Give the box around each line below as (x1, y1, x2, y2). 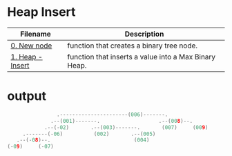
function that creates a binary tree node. (67, 41, 198, 50)
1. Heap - (10, 52, 43, 61)
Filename (20, 29, 52, 39)
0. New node (10, 41, 52, 50)
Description (124, 29, 164, 39)
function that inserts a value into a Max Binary (67, 52, 216, 61)
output (7, 88, 47, 104)
